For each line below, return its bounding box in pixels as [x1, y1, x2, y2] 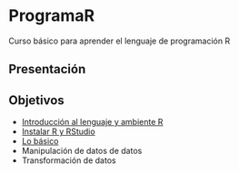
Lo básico [21, 136, 59, 147]
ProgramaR [8, 5, 95, 26]
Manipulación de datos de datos [21, 146, 143, 157]
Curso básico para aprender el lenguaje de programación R [8, 35, 231, 46]
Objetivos [8, 92, 65, 108]
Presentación [8, 62, 86, 77]
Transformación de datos [21, 155, 116, 166]
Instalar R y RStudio [21, 126, 96, 137]
